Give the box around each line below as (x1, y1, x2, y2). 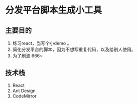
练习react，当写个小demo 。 (12, 40, 72, 46)
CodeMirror (12, 93, 37, 99)
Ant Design (12, 87, 36, 93)
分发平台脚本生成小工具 (5, 4, 102, 16)
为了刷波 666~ (12, 53, 43, 58)
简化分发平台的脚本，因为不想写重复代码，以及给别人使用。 (12, 46, 136, 52)
